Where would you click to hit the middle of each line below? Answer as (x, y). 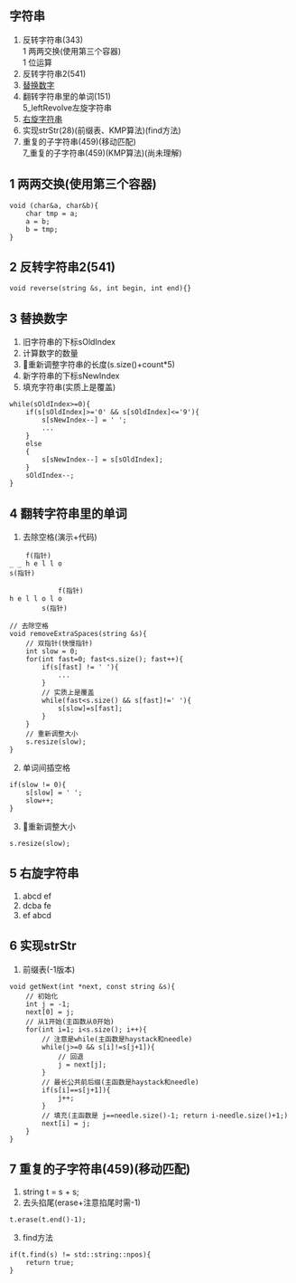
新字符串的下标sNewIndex (71, 376)
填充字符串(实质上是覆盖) (69, 387)
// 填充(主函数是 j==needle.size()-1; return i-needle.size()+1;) (165, 1116)
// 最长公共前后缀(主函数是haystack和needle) (120, 1082)
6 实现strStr (43, 946)
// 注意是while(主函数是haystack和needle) (117, 1039)
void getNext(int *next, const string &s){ (92, 986)
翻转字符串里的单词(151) (66, 96)
